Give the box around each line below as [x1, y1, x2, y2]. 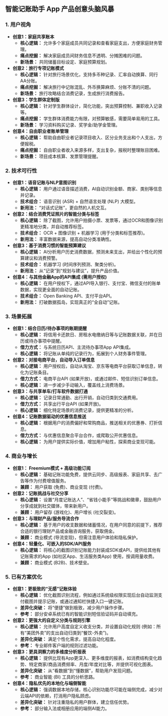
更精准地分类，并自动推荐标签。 [20, 223, 87, 229]
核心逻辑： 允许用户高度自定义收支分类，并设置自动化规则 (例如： [20, 623, 157, 629]
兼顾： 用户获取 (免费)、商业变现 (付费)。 [20, 484, 106, 490]
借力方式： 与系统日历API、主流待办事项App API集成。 [20, 344, 133, 350]
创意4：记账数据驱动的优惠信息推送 [12, 414, 87, 420]
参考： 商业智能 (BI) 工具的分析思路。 [20, 674, 98, 680]
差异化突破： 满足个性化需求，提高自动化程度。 [20, 636, 119, 642]
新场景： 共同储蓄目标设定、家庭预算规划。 [20, 58, 110, 64]
